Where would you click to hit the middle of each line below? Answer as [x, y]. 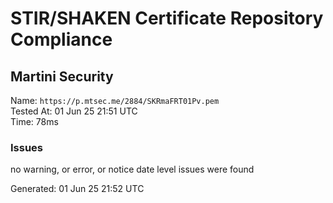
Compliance [61, 39]
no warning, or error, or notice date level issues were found [132, 169]
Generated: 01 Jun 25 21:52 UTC [77, 189]
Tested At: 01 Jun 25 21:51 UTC [74, 111]
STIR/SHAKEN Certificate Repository [167, 18]
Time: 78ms [34, 121]
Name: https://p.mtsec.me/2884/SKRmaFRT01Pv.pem [115, 100]
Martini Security [62, 76]
